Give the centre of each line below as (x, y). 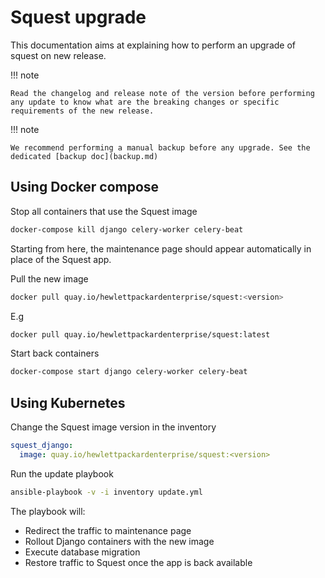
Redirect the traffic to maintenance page (108, 530)
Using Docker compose (85, 187)
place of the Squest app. (61, 259)
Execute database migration (82, 552)
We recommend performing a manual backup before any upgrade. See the (160, 147)
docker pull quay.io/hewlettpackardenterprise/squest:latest (140, 334)
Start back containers (55, 353)
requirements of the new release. (82, 111)
